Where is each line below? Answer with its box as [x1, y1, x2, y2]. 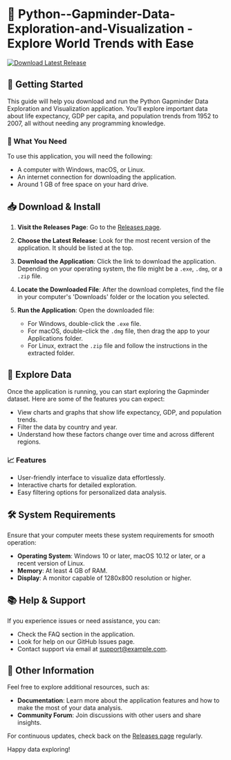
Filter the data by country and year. [17, 422, 118, 431]
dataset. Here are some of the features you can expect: [7, 395, 165, 403]
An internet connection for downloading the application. [17, 173, 176, 181]
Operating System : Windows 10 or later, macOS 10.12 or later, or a [17, 552, 206, 560]
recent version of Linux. [17, 559, 85, 567]
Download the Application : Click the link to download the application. [17, 257, 216, 265]
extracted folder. [27, 349, 75, 357]
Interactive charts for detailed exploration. [17, 480, 137, 489]
